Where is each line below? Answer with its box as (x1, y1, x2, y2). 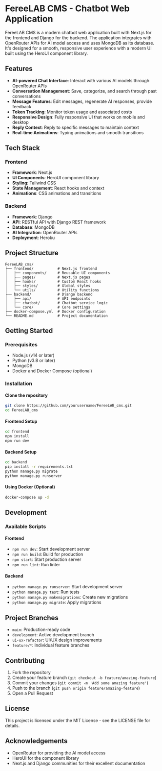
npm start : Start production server (12, 556, 81, 562)
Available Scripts (5, 523, 46, 530)
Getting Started (5, 326, 53, 335)
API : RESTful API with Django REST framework (12, 219, 106, 225)
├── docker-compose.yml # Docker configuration (5, 309, 106, 314)
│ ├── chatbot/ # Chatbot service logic (5, 300, 108, 305)
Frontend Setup (5, 418, 38, 424)
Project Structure (5, 249, 59, 257)
